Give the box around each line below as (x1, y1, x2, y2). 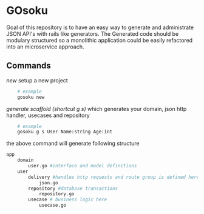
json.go (38, 179, 59, 186)
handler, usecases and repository (6, 112, 90, 119)
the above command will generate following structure (6, 140, 140, 147)
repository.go (38, 191, 75, 197)
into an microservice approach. (6, 43, 84, 50)
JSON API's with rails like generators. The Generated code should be (6, 30, 179, 37)
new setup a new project (6, 76, 68, 84)
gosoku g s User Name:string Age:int (17, 129, 113, 135)
